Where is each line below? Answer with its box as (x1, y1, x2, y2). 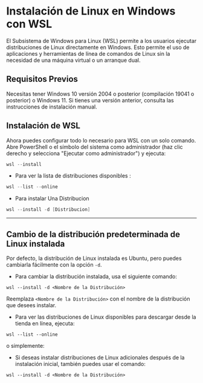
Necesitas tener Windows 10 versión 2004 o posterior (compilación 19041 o (6, 90, 195, 98)
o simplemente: (6, 342, 45, 349)
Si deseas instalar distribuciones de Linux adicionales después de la (14, 354, 185, 361)
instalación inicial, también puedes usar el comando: (14, 361, 146, 367)
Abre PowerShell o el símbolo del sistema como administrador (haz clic (6, 143, 183, 150)
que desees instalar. (6, 302, 56, 308)
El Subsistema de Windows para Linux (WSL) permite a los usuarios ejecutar (6, 37, 197, 44)
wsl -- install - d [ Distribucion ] (6, 207, 91, 213)
